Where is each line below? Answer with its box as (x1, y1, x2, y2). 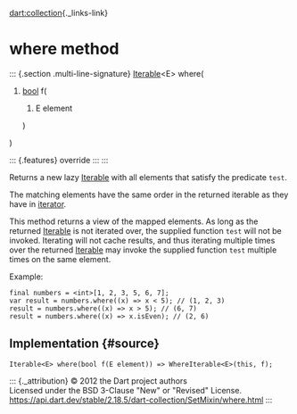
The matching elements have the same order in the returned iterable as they (9, 189, 289, 200)
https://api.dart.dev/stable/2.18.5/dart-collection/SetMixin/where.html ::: (9, 394, 273, 405)
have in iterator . (9, 198, 67, 209)
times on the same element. (9, 253, 111, 264)
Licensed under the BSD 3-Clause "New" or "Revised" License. (9, 385, 243, 395)
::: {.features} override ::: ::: (9, 154, 109, 165)
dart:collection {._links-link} (9, 8, 109, 18)
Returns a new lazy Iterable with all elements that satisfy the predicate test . (9, 171, 288, 182)
